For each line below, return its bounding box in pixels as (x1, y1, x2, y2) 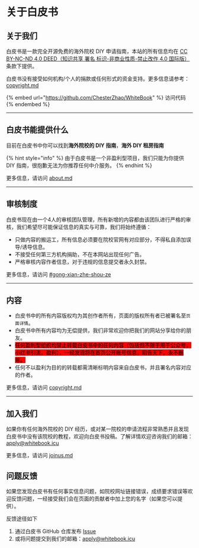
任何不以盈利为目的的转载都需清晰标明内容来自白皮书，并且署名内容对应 (14, 364, 191, 371)
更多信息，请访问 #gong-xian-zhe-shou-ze (6, 270, 111, 278)
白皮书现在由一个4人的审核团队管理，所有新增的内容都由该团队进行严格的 (6, 216, 187, 223)
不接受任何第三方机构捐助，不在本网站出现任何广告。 (14, 250, 145, 258)
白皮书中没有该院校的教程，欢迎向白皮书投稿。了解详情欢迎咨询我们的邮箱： (6, 433, 193, 440)
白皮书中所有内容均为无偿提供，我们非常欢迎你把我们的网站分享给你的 (14, 327, 187, 334)
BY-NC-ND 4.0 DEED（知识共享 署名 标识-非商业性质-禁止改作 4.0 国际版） (6, 55, 190, 62)
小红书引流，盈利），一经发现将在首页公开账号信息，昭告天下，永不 (14, 349, 179, 356)
